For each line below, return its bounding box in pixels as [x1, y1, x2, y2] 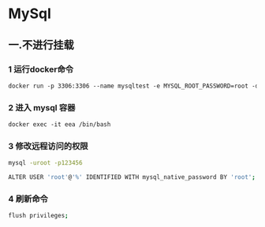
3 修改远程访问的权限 [8, 140, 88, 151]
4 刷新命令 [8, 193, 49, 204]
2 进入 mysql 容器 [8, 102, 76, 113]
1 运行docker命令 [8, 64, 73, 75]
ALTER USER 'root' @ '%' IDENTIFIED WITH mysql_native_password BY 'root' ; [8, 173, 256, 181]
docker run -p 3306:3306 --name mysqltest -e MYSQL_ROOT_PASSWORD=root [8, 82, 248, 90]
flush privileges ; [8, 212, 69, 220]
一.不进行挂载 [8, 38, 75, 51]
